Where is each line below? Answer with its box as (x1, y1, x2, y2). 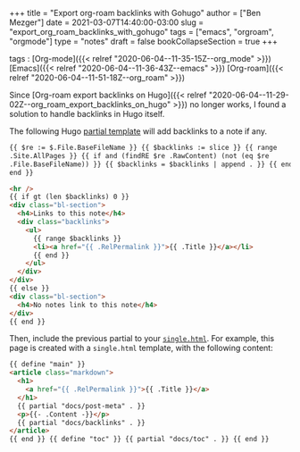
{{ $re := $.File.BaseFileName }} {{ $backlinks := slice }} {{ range (9, 143, 278, 152)
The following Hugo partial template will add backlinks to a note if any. (9, 126, 268, 137)
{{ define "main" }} (9, 360, 87, 369)
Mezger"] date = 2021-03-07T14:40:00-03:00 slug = (9, 17, 204, 28)
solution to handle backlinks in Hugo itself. (9, 109, 165, 119)
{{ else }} (9, 284, 50, 293)
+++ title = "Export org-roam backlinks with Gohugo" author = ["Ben (9, 8, 262, 18)
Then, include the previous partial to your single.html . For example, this (9, 333, 275, 344)
